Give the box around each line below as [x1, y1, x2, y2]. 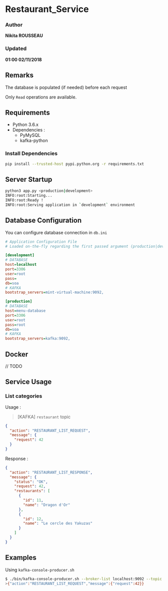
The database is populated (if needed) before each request [5, 84, 127, 90]
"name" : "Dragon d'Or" [23, 502, 70, 508]
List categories [5, 393, 42, 400]
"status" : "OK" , [14, 479, 48, 484]
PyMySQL [19, 132, 41, 138]
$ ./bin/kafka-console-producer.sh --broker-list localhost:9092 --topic [5, 576, 162, 582]
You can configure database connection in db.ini [5, 229, 107, 235]
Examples [5, 554, 36, 562]
